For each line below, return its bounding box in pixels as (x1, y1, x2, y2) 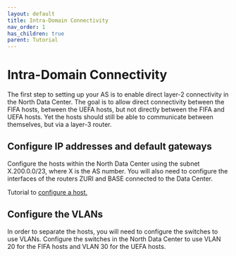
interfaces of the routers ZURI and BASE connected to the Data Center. (7, 174, 213, 183)
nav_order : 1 (7, 23, 46, 30)
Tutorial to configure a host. (7, 188, 88, 196)
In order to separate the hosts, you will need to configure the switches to (7, 227, 218, 236)
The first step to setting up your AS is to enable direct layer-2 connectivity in (7, 90, 229, 99)
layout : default (7, 10, 55, 18)
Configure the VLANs (7, 209, 104, 221)
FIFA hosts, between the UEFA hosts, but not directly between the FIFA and (7, 105, 225, 114)
